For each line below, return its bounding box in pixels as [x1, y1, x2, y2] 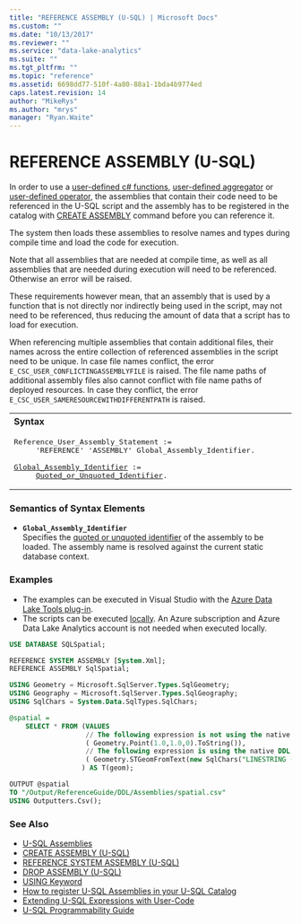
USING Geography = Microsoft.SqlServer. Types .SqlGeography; [9, 689, 239, 698]
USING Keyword [21, 876, 82, 886]
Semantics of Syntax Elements [9, 501, 146, 514]
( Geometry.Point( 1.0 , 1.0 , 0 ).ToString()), [85, 738, 246, 747]
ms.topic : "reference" [9, 72, 94, 81]
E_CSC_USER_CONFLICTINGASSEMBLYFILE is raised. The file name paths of [9, 365, 267, 377]
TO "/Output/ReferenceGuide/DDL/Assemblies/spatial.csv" [9, 788, 227, 797]
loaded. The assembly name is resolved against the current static [21, 542, 264, 553]
